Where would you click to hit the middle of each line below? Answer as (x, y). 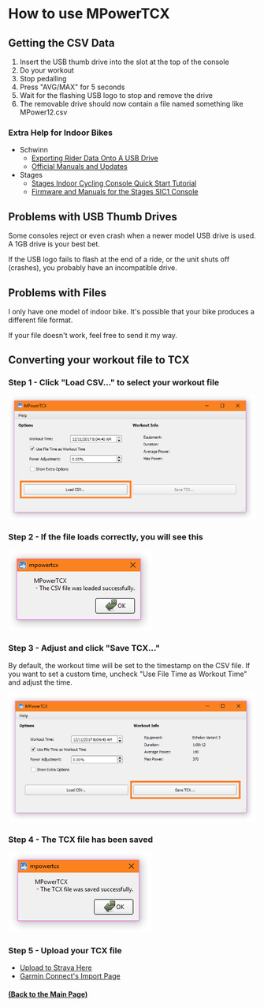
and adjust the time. (41, 682)
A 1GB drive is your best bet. (54, 244)
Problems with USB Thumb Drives (93, 217)
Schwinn (34, 150)
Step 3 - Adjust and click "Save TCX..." (84, 648)
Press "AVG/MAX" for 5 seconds (72, 87)
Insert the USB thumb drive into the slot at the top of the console (125, 62)
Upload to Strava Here (56, 968)
